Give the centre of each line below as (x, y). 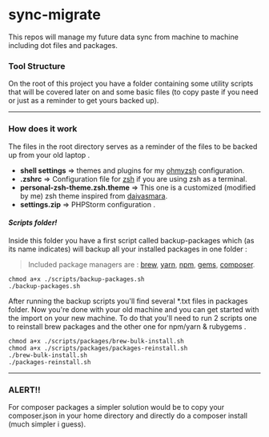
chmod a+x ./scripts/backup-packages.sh (77, 279)
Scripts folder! (33, 223)
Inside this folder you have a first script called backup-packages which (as (131, 240)
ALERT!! (25, 390)
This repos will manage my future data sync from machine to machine (123, 37)
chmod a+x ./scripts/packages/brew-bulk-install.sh (96, 341)
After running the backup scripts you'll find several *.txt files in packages (128, 301)
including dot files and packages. (63, 45)
